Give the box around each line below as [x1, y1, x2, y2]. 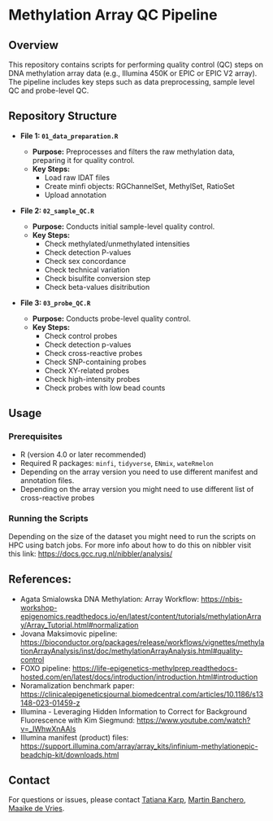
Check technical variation [44, 265, 130, 274]
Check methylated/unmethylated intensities [44, 239, 190, 248]
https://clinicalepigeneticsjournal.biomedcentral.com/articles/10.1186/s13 [19, 689, 264, 699]
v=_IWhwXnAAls [19, 723, 76, 734]
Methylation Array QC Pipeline [8, 6, 218, 24]
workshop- [19, 603, 58, 612]
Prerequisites [8, 431, 63, 442]
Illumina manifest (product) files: [19, 732, 129, 742]
